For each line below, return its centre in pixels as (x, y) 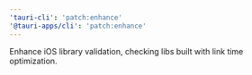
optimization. (33, 61)
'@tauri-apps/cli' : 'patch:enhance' (78, 26)
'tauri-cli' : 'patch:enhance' (66, 17)
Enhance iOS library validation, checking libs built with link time (126, 51)
